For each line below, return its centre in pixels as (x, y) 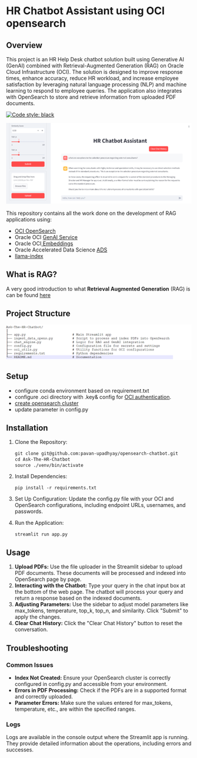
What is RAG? (32, 275)
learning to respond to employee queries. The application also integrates (94, 91)
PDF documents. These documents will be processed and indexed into (100, 573)
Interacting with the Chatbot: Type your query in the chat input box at (100, 586)
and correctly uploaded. (44, 696)
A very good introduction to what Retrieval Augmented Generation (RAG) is (98, 289)
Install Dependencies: (41, 476)
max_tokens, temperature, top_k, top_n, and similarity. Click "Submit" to (101, 611)
